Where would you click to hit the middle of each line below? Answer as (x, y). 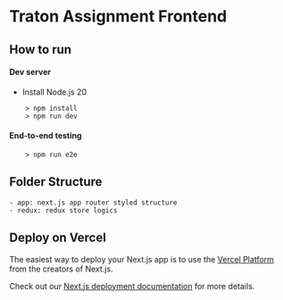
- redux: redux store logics (63, 210)
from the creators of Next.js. (61, 269)
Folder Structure (56, 182)
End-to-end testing (46, 136)
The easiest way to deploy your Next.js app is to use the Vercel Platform (142, 259)
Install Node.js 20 (54, 92)
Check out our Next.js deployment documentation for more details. (132, 286)
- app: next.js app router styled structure (93, 203)
